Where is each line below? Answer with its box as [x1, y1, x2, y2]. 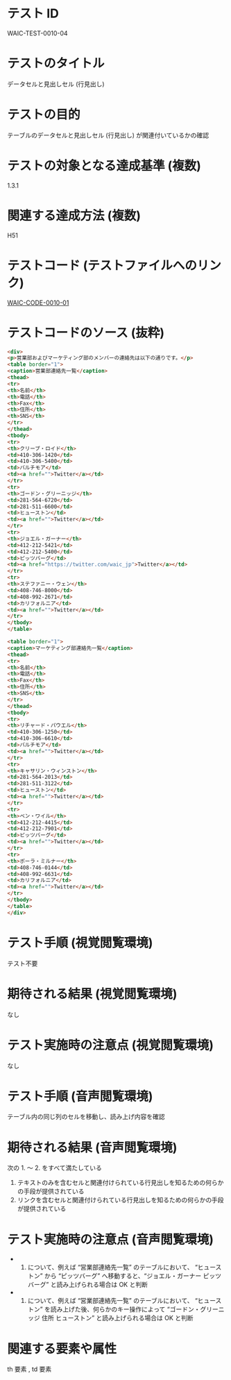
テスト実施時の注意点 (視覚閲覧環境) [7, 1037, 214, 1053]
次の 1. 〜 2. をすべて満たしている [7, 1163, 103, 1172]
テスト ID [7, 6, 59, 22]
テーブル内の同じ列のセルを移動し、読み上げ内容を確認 [7, 1113, 165, 1121]
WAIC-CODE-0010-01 [7, 298, 69, 307]
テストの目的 [7, 107, 81, 123]
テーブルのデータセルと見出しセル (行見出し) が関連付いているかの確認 [7, 131, 209, 139]
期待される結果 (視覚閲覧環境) [7, 986, 178, 1002]
